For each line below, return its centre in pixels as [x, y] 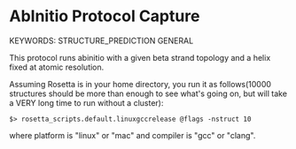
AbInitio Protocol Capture [105, 16]
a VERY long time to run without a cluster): [86, 102]
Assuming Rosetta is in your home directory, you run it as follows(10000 [140, 84]
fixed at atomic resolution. [57, 67]
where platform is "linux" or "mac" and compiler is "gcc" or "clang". [132, 135]
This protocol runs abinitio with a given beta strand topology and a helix [140, 57]
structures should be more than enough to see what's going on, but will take [148, 93]
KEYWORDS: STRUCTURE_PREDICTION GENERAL [101, 41]
